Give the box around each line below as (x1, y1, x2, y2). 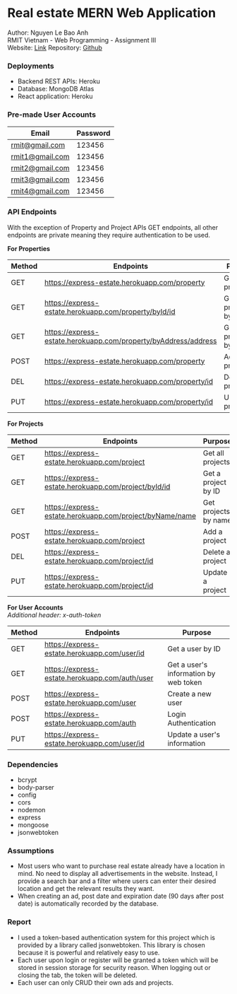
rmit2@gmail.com (11, 163, 70, 173)
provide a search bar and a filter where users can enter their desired (17, 877, 217, 885)
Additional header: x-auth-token (7, 610, 102, 619)
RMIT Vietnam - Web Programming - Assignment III (7, 35, 157, 44)
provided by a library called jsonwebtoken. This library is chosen (17, 940, 206, 949)
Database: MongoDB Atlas (17, 85, 95, 93)
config (17, 790, 37, 800)
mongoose (17, 821, 49, 829)
